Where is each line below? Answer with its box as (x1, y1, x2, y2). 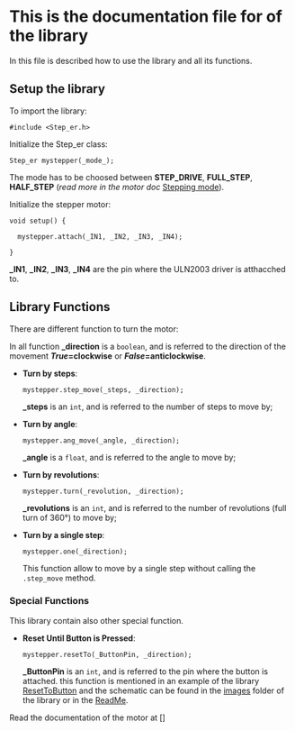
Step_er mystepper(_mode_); (9, 156, 115, 165)
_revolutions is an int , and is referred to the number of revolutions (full (22, 502, 287, 513)
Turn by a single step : (22, 529, 105, 540)
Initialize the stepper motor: (9, 198, 111, 209)
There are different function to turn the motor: (9, 323, 179, 334)
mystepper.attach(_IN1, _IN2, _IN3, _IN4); (17, 232, 183, 241)
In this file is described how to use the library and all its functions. (9, 55, 253, 66)
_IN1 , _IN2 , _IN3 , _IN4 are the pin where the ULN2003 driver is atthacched (9, 263, 286, 274)
